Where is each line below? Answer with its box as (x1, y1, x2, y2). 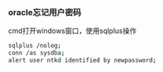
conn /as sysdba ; (8, 49, 65, 57)
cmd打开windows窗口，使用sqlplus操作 (8, 26, 137, 36)
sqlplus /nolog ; (8, 41, 61, 50)
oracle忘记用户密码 (8, 6, 81, 17)
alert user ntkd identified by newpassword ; (8, 56, 157, 64)
